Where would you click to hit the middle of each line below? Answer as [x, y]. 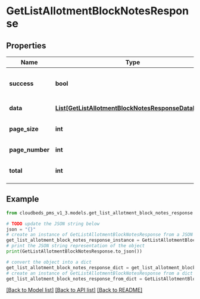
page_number [29, 150]
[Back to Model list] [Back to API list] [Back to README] [74, 290]
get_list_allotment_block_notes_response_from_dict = [74, 279]
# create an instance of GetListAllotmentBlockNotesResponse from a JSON [100, 235]
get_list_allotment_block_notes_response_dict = [68, 267]
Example [23, 199]
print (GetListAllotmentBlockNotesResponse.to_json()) [74, 251]
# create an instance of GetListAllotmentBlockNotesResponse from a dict [100, 273]
